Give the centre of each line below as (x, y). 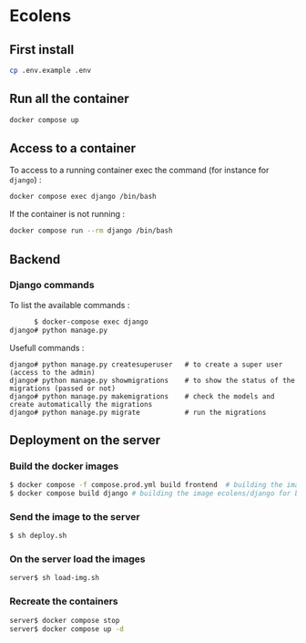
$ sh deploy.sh (38, 536)
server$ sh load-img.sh (55, 578)
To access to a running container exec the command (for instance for (139, 171)
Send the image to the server (75, 516)
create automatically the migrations (81, 404)
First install (42, 50)
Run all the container (69, 99)
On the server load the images (77, 559)
